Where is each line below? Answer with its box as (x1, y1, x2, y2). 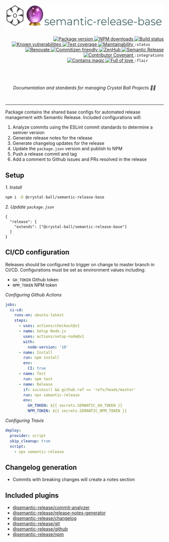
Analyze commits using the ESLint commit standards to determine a (12, 124, 153, 130)
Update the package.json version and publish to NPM (12, 146, 123, 152)
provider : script (10, 433, 46, 438)
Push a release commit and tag (12, 151, 77, 157)
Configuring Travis (5, 417, 44, 424)
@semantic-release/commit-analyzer (12, 505, 90, 510)
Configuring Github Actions (5, 291, 62, 297)
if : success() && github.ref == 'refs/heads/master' (23, 387, 136, 392)
